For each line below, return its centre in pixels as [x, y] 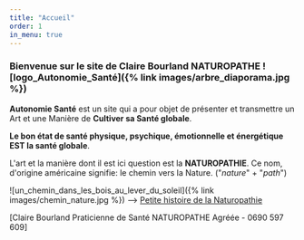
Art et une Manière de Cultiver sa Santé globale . [101, 118]
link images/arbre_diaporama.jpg [215, 78]
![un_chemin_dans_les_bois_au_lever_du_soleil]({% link [112, 190]
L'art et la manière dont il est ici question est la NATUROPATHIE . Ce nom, [146, 163]
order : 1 [26, 26]
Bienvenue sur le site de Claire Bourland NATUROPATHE [135, 66]
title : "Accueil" [42, 18]
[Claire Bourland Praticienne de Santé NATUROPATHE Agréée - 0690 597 [147, 217]
